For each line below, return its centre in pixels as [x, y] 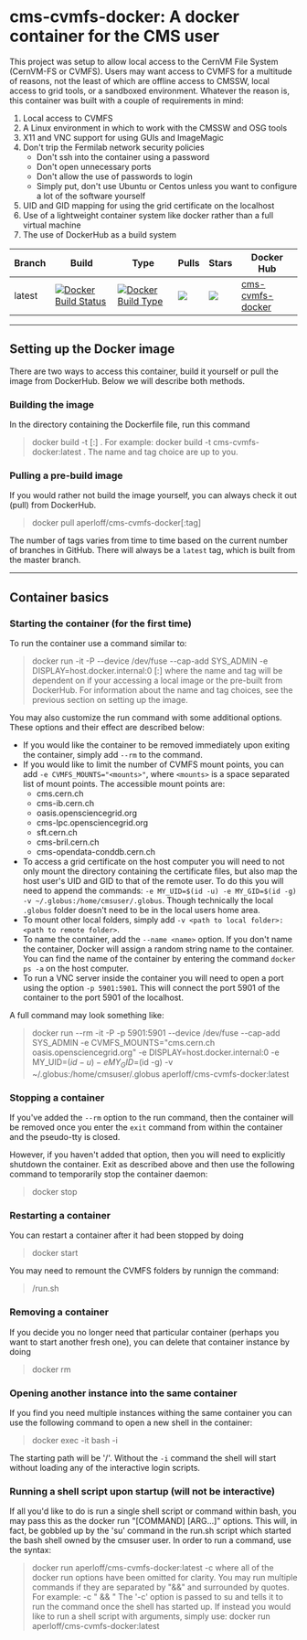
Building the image [52, 404]
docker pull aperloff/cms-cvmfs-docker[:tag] [116, 523]
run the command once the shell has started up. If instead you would [161, 1607]
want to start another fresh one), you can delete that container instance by [150, 1342]
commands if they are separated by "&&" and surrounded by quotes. [160, 1587]
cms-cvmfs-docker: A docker [125, 17]
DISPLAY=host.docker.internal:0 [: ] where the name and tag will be [157, 671]
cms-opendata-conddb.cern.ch [96, 852]
